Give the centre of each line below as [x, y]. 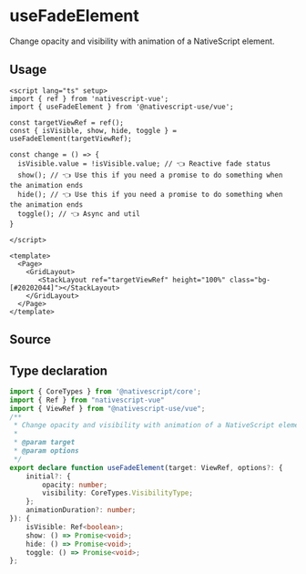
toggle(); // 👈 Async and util [79, 214]
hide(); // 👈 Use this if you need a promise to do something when [150, 194]
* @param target [44, 443]
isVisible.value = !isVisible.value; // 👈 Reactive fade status [144, 164]
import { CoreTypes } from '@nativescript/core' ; [106, 391]
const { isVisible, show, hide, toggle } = [93, 130]
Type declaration [58, 370]
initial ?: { [48, 476]
